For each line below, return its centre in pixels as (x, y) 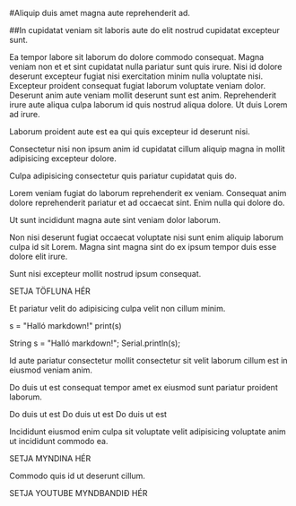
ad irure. (25, 114)
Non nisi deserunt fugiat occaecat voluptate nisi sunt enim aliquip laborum (147, 237)
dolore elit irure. (39, 256)
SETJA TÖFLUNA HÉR (50, 291)
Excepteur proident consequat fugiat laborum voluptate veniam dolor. (138, 86)
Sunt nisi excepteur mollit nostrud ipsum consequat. (105, 274)
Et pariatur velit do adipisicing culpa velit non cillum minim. (118, 309)
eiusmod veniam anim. (51, 370)
